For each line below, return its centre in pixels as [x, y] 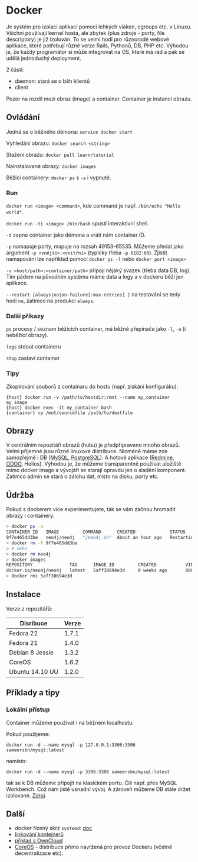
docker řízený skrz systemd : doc [53, 828]
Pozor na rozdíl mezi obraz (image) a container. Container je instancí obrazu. [99, 99]
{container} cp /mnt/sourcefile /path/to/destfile [70, 413]
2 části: [15, 69]
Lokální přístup [28, 709]
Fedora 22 [24, 633]
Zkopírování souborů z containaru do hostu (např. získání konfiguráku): [92, 386]
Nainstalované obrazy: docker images [51, 166]
